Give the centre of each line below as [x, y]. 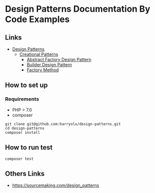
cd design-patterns [25, 128]
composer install [23, 132]
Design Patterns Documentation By [77, 9]
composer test [19, 159]
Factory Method [43, 70]
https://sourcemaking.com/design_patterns [56, 185]
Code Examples [37, 19]
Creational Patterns [39, 54]
